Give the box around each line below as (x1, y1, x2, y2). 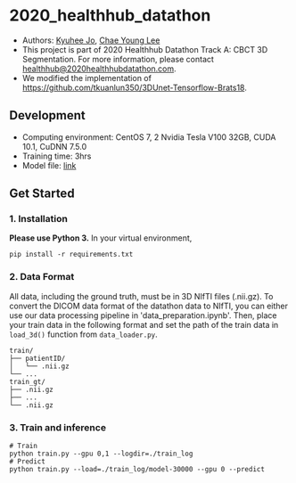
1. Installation (9, 213, 69, 225)
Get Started (9, 186, 75, 201)
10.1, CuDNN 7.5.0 (21, 141, 87, 151)
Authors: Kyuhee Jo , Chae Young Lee (21, 35, 160, 45)
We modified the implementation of (21, 72, 152, 83)
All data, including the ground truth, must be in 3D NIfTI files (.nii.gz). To (9, 291, 274, 301)
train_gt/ (9, 377, 46, 386)
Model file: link (21, 160, 77, 170)
